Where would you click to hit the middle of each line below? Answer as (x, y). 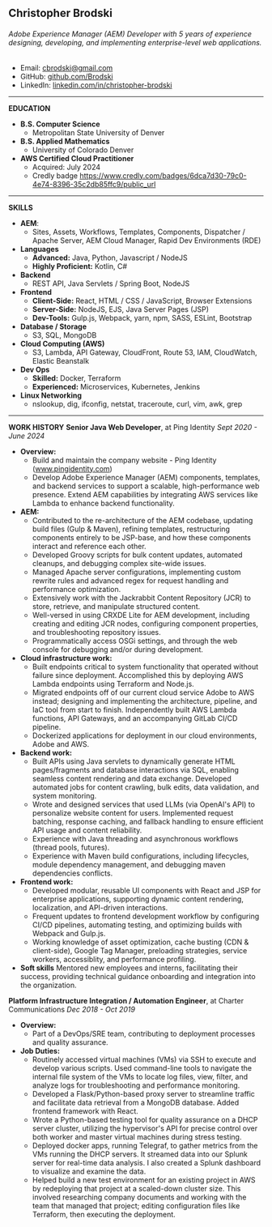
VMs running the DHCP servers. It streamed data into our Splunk (140, 1154)
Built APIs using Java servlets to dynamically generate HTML (134, 761)
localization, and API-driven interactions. (100, 907)
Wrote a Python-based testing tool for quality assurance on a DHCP (145, 1119)
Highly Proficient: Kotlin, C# (80, 266)
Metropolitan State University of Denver (98, 132)
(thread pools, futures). (71, 847)
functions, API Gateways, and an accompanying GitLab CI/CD (135, 718)
